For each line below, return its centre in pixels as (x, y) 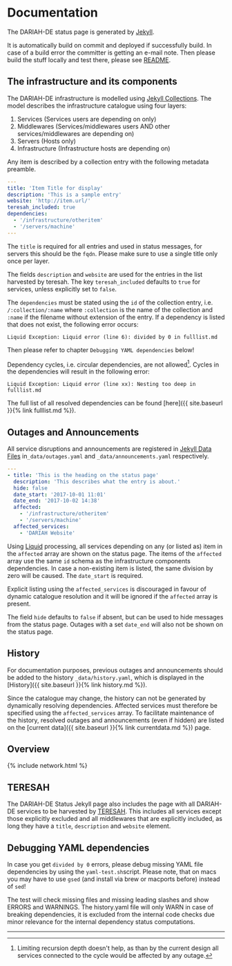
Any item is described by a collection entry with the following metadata (108, 162)
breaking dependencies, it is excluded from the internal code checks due (111, 914)
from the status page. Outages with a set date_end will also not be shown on (115, 624)
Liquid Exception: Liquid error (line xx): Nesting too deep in (101, 385)
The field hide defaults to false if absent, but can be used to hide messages (115, 617)
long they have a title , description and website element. (89, 826)
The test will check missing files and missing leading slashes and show (108, 900)
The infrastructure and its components (92, 82)
